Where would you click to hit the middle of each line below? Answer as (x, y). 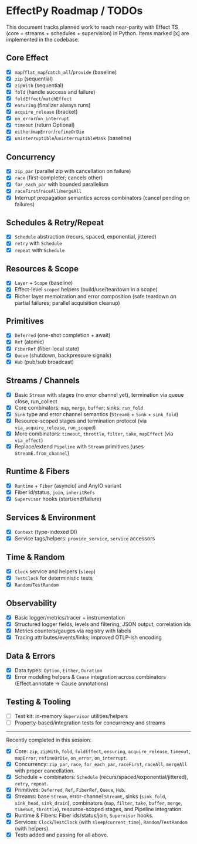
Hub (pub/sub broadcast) (44, 362)
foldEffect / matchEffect (43, 98)
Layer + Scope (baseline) (44, 283)
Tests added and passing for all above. (61, 835)
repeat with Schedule (40, 250)
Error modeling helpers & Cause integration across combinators (90, 677)
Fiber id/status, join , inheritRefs (55, 492)
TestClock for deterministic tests (53, 578)
